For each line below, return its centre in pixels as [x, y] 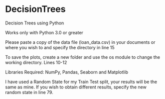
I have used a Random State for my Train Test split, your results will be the [81, 82]
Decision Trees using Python [35, 23]
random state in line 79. [29, 92]
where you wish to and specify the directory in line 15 [60, 47]
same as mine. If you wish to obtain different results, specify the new [76, 87]
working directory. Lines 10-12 [36, 62]
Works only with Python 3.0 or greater [44, 32]
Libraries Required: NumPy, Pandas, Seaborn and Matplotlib [67, 72]
